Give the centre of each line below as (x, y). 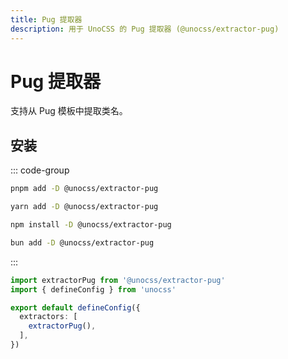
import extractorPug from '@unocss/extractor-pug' (118, 280)
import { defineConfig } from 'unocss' (93, 289)
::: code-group (40, 170)
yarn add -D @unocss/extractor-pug (84, 207)
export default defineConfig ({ (75, 307)
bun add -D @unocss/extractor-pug (82, 242)
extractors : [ (48, 317)
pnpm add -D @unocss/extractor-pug (84, 189)
